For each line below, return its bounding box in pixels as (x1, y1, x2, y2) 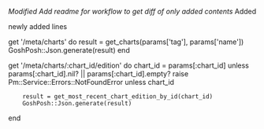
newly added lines (8, 22, 68, 31)
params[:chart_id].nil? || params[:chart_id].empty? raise (8, 69, 189, 78)
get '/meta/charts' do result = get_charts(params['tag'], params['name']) (8, 37, 244, 46)
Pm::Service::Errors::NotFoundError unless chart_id (8, 78, 175, 87)
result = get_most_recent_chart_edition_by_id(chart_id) (22, 93, 214, 101)
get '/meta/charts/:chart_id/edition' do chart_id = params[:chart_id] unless (8, 61, 250, 70)
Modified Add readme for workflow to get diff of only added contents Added (8, 7, 257, 16)
